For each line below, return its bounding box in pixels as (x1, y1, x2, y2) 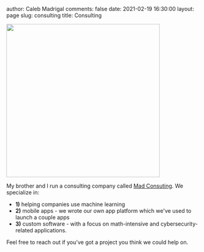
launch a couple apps (15, 214, 70, 221)
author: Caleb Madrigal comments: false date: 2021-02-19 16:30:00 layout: (6, 6, 194, 12)
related (15, 227, 34, 234)
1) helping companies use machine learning (15, 200, 126, 208)
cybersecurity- (160, 220, 198, 227)
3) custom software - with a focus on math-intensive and (15, 220, 159, 227)
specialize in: (6, 189, 40, 196)
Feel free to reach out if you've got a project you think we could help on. (6, 239, 189, 246)
